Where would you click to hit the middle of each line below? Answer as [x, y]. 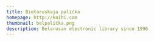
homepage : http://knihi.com [42, 17]
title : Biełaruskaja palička [43, 12]
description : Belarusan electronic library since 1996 [77, 29]
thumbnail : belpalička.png [40, 23]
